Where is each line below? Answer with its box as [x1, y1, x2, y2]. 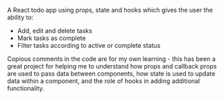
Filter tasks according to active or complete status [17, 42, 161, 49]
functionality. [7, 84, 45, 92]
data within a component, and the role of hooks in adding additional [7, 77, 200, 85]
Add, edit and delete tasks [17, 27, 92, 35]
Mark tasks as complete [17, 34, 86, 42]
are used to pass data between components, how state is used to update [7, 69, 216, 78]
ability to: [7, 13, 34, 21]
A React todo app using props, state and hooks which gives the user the [7, 6, 214, 14]
